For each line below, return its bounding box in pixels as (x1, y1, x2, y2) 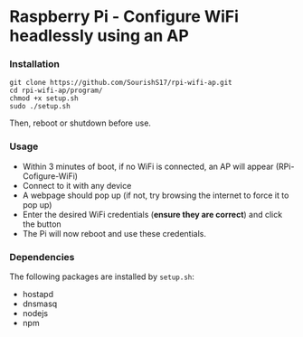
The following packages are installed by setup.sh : (9, 271, 194, 282)
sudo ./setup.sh (9, 102, 71, 111)
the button (22, 219, 62, 229)
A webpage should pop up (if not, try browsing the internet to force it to (22, 190, 289, 201)
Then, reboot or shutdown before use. (9, 117, 152, 128)
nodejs (22, 308, 48, 319)
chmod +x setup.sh (9, 94, 79, 103)
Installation (9, 58, 61, 70)
